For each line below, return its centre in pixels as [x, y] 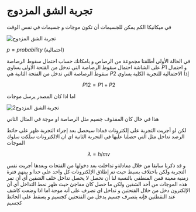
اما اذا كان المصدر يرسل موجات [41, 96]
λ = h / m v [99, 154]
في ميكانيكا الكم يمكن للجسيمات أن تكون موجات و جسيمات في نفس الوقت [89, 27]
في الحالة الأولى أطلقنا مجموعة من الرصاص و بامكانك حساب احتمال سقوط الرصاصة [99, 61]
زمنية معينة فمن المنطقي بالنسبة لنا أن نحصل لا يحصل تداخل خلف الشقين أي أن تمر [98, 177]
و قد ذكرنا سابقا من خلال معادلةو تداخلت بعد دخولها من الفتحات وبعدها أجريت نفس [96, 165]
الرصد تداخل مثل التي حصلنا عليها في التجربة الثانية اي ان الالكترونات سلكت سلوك [96, 136]
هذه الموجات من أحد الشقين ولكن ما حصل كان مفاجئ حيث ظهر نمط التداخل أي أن [97, 184]
